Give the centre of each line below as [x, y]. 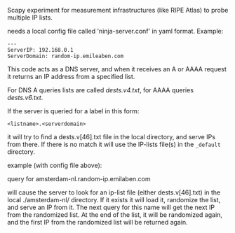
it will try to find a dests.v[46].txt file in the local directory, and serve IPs [112, 137]
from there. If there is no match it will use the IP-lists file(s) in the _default [114, 144]
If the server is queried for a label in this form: [73, 111]
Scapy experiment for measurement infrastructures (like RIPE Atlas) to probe [118, 10]
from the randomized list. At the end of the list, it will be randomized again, [115, 215]
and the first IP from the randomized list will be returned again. [98, 222]
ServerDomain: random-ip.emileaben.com [66, 56]
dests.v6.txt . [25, 98]
